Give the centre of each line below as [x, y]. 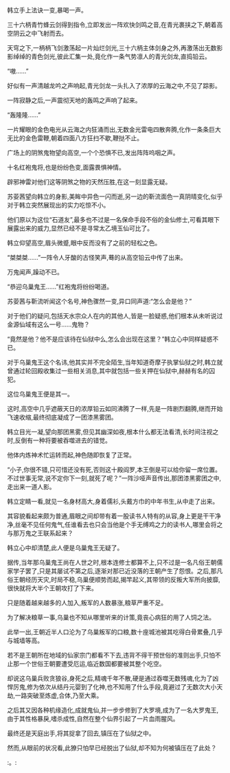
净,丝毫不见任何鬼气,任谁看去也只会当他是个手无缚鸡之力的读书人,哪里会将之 [115, 525]
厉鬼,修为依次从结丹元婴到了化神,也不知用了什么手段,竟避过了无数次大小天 [118, 687]
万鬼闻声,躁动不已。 [35, 272]
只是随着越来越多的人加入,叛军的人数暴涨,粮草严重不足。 [87, 603]
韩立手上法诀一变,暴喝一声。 [47, 10]
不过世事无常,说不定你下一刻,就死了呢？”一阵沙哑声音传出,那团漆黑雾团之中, [114, 478]
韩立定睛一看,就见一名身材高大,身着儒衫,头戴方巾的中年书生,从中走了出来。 [113, 501]
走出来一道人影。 [31, 487]
